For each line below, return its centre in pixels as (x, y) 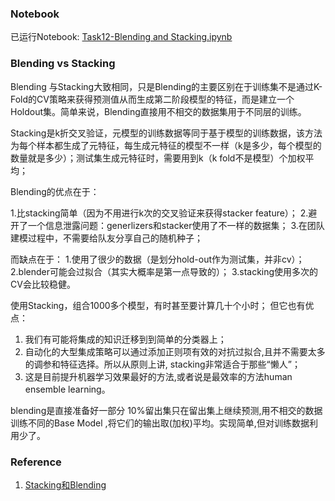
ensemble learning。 (67, 389)
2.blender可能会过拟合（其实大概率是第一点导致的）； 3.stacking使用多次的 (164, 271)
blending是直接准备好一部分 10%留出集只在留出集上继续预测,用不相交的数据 (166, 410)
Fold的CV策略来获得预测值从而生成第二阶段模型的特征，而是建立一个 (152, 99)
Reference (36, 462)
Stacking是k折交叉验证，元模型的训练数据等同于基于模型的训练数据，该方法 (166, 133)
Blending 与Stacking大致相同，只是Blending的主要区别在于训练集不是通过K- (166, 86)
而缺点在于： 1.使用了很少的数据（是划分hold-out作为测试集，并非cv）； (157, 259)
